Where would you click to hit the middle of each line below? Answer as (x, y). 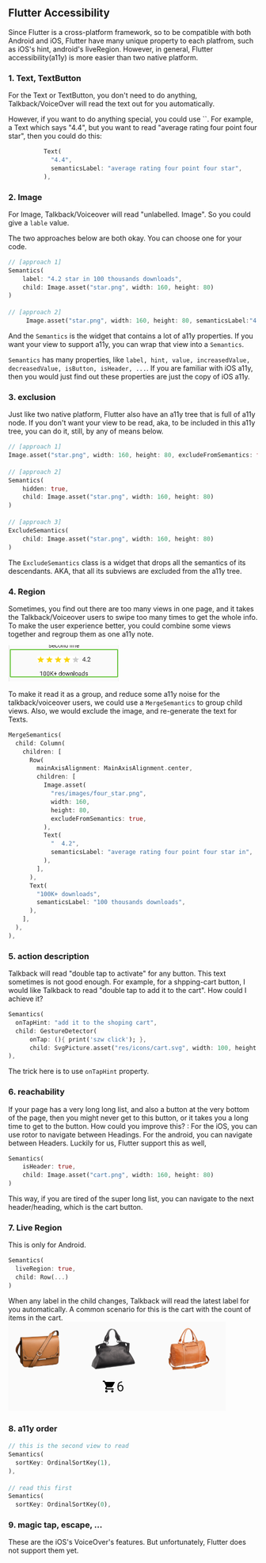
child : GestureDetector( (56, 1031)
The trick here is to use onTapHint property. (79, 1072)
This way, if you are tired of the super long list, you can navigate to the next (131, 1199)
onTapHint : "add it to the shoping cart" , (86, 1022)
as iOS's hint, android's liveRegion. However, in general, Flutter (111, 49)
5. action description (49, 956)
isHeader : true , (49, 1167)
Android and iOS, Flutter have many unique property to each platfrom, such (131, 40)
